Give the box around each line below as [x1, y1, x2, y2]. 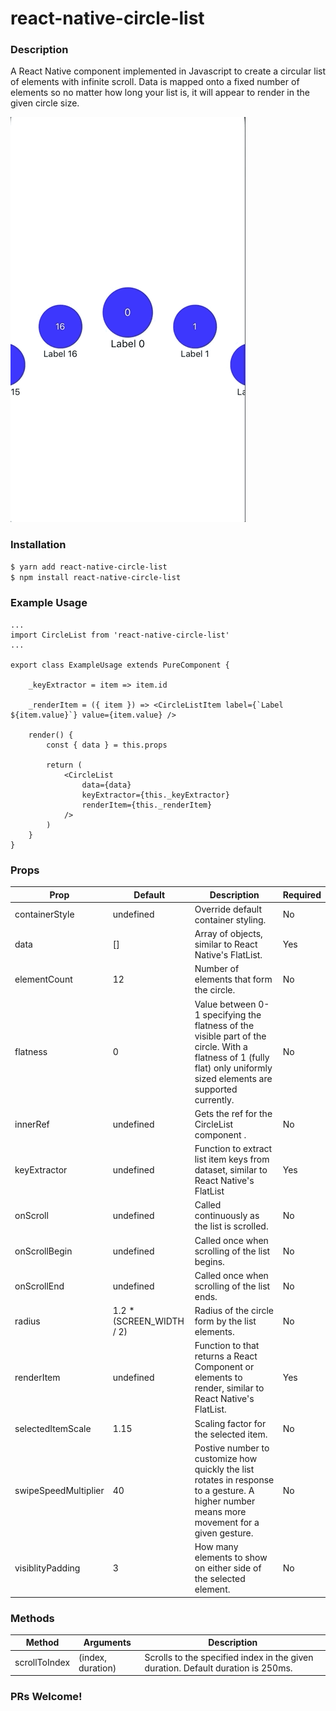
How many [194, 1541, 239, 1553]
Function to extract [194, 1143, 273, 1155]
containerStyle [14, 908, 75, 921]
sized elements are [194, 1072, 273, 1084]
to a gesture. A [194, 1484, 255, 1496]
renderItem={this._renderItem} [81, 800, 213, 810]
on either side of [194, 1562, 262, 1574]
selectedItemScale [14, 1423, 92, 1435]
